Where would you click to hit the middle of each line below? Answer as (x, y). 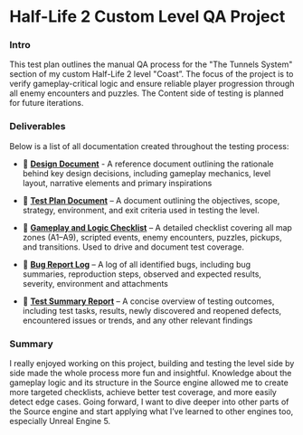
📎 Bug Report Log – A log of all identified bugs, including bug (137, 264)
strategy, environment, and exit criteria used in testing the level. (141, 210)
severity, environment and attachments (95, 283)
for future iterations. (47, 103)
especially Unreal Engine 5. (60, 421)
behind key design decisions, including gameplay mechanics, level (147, 173)
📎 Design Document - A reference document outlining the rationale (148, 164)
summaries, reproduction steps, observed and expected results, (142, 274)
